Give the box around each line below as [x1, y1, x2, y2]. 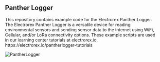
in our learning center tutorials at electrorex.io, [5, 37, 98, 43]
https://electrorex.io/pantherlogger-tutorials [5, 42, 93, 48]
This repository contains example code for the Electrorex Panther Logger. [5, 16, 152, 22]
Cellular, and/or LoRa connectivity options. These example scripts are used [5, 32, 156, 37]
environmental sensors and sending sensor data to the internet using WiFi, [5, 26, 155, 33]
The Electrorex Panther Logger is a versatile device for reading [5, 22, 131, 27]
